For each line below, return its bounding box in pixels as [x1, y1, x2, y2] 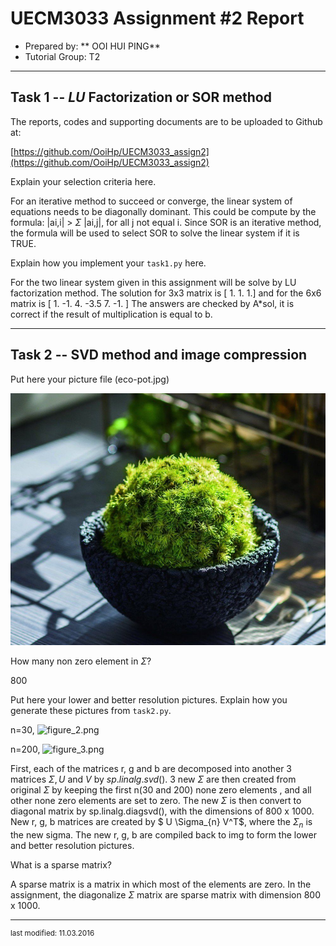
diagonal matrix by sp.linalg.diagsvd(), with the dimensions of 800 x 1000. [10, 805, 315, 817]
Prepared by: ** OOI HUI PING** [24, 40, 161, 52]
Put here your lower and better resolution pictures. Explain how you [10, 693, 288, 706]
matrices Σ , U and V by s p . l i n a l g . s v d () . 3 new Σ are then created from [10, 773, 297, 785]
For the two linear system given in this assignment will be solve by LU [10, 276, 297, 288]
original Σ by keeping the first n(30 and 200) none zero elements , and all [10, 783, 312, 796]
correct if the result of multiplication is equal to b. [10, 308, 213, 320]
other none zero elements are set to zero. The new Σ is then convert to [10, 794, 302, 806]
